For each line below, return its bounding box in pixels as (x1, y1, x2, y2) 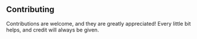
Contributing (6, 5, 55, 15)
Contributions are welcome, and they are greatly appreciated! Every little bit (6, 20, 191, 27)
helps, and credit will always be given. (6, 26, 99, 33)
